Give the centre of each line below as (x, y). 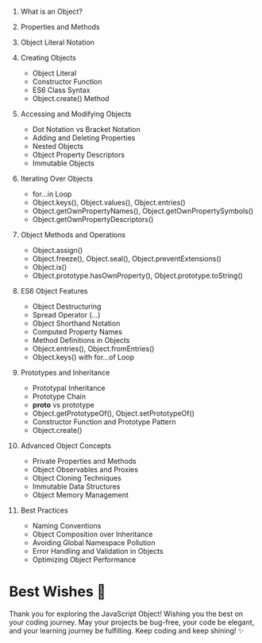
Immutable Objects (63, 163)
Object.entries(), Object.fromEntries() (93, 349)
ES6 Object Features (54, 291)
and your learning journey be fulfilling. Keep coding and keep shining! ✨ (127, 630)
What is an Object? (51, 12)
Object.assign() (58, 250)
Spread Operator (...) (66, 315)
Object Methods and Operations (73, 235)
